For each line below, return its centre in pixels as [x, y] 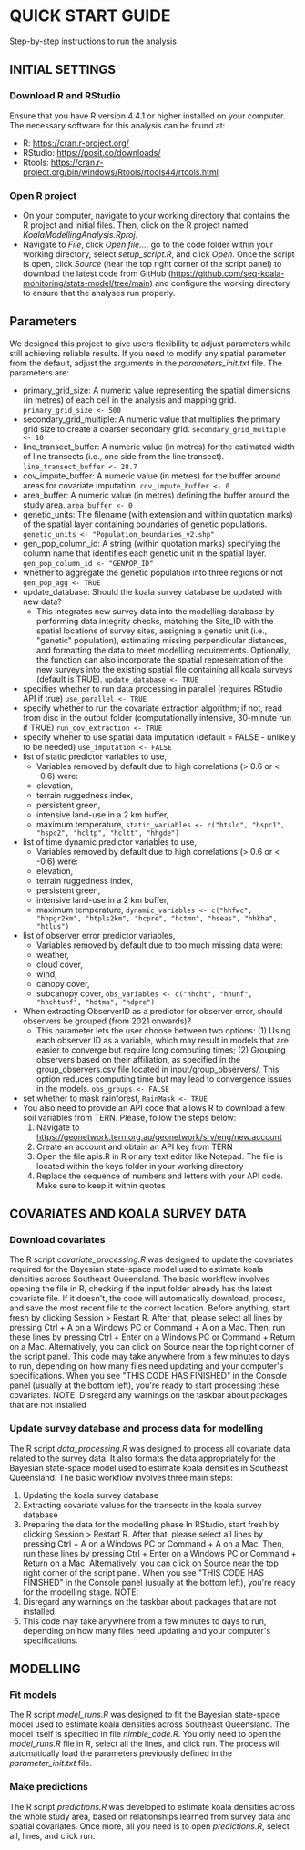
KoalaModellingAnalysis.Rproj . [80, 234]
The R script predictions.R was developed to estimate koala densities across [152, 1806]
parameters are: [40, 372]
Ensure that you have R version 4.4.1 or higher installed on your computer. [147, 116]
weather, [53, 954]
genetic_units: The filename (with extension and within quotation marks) [158, 514]
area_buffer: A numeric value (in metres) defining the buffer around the [156, 495]
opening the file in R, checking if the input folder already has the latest [141, 1289]
